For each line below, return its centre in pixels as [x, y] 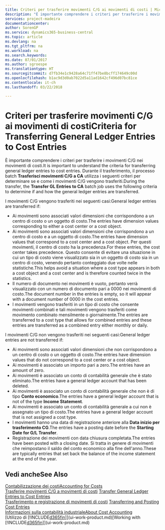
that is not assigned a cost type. [45, 417]
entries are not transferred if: [34, 340]
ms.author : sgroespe [26, 64]
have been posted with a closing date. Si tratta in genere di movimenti [83, 443]
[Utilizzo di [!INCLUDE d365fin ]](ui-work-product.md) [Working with [73, 517]
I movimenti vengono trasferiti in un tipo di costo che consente [75, 304]
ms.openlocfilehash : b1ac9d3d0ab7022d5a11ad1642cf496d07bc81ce [71, 78]
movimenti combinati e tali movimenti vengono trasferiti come [75, 310]
